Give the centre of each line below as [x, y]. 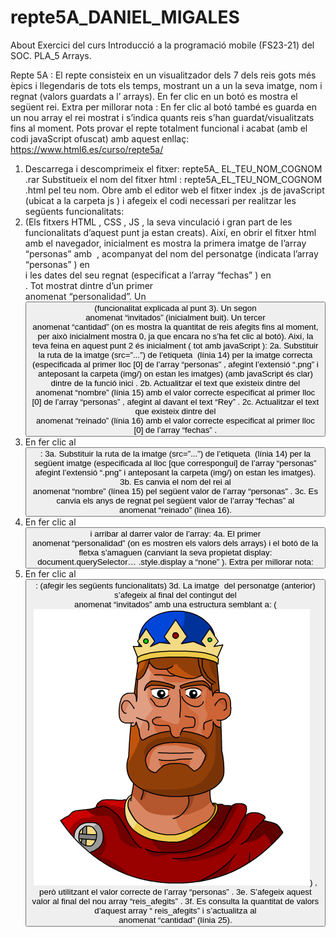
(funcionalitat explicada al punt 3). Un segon [175, 307]
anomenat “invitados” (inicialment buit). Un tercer [175, 317]
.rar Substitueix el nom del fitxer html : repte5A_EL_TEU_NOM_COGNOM [173, 179]
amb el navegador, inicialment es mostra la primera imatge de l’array [165, 243]
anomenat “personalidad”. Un [85, 296]
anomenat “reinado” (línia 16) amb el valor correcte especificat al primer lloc [175, 420]
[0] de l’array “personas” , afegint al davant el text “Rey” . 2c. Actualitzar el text [175, 401]
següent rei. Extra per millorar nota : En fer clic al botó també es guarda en [164, 107]
